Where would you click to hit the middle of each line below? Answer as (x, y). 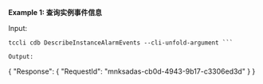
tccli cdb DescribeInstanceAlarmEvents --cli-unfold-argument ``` (121, 43)
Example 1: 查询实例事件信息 (55, 12)
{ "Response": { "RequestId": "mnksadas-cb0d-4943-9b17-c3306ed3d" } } (132, 71)
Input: (18, 28)
